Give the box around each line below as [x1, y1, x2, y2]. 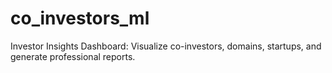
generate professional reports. [10, 50, 136, 62]
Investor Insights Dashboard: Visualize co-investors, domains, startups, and [10, 40, 322, 52]
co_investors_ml [10, 7, 150, 30]
